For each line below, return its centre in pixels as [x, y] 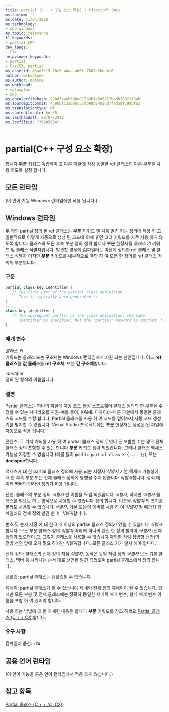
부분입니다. [25, 263]
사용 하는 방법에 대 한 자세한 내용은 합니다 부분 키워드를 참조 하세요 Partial [78, 611]
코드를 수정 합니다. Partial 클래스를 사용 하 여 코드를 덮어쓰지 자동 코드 [83, 418]
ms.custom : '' [20, 15]
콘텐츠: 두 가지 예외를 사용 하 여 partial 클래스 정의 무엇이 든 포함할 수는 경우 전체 [84, 441]
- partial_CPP [20, 43]
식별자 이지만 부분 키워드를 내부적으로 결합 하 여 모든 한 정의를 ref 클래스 [86, 256]
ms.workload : [19, 85]
